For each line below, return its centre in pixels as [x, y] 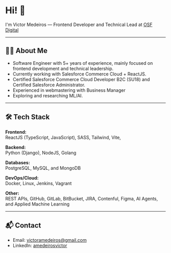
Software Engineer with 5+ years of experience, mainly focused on [83, 63]
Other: [12, 193]
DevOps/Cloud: [22, 178]
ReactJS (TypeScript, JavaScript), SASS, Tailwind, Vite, [63, 137]
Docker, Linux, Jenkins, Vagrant [39, 183]
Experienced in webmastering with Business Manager [69, 90]
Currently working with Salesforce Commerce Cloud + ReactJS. [79, 74]
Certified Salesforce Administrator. [49, 85]
